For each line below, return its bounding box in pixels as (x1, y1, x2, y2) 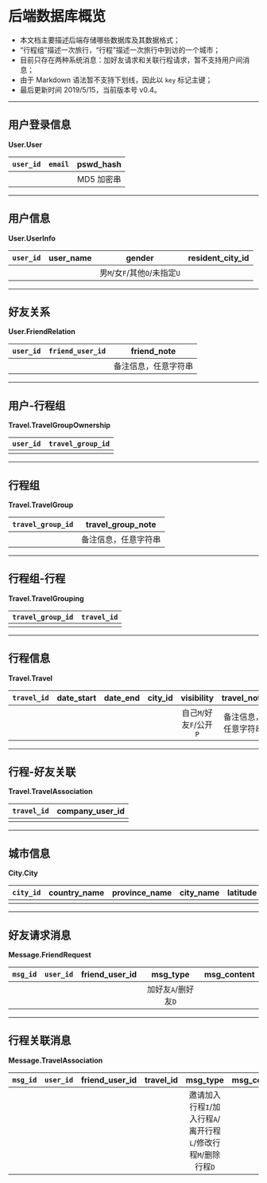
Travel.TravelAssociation (8, 787, 93, 796)
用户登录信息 (8, 118, 72, 132)
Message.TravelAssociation (8, 1055, 103, 1065)
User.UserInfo (8, 233, 56, 243)
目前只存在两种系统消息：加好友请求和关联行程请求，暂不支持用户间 (19, 55, 243, 65)
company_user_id (56, 806, 125, 817)
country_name (48, 887, 105, 898)
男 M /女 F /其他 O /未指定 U (99, 267, 180, 278)
